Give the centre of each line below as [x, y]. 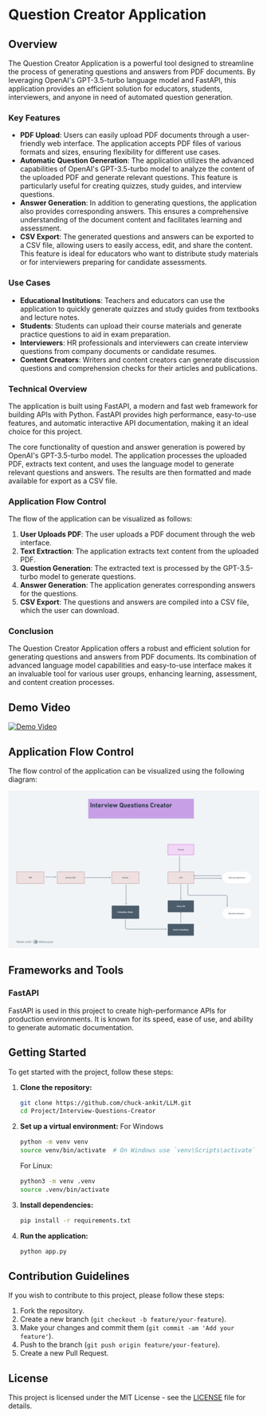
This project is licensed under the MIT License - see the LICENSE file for [127, 1398]
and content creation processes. [62, 683]
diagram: [23, 780]
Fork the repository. [52, 1311]
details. [20, 1406]
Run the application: [54, 1236]
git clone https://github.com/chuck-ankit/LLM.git [106, 1103]
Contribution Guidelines [69, 1276]
